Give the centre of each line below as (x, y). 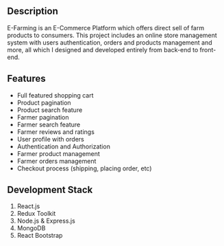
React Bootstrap (40, 236)
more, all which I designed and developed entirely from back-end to (103, 49)
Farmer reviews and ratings (55, 132)
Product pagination (44, 102)
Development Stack (50, 190)
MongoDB (31, 228)
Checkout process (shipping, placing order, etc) (84, 168)
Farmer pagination (43, 117)
